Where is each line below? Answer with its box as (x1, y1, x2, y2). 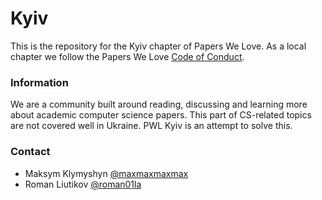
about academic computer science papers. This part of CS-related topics (10, 109, 312, 121)
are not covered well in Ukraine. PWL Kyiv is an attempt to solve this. (10, 120, 293, 132)
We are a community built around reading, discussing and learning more (10, 98, 308, 111)
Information (10, 75, 69, 89)
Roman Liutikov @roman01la (24, 178, 142, 190)
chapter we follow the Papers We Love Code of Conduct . (10, 50, 245, 62)
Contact (10, 145, 51, 159)
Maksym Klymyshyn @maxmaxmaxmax (24, 167, 189, 179)
